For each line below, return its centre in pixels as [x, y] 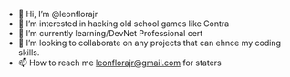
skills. [29, 53]
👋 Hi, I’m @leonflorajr [58, 14]
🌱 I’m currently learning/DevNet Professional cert [110, 33]
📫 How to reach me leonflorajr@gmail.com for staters [119, 63]
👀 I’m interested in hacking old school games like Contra [124, 24]
